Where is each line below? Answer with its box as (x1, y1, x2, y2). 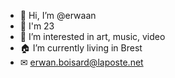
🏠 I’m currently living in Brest (19, 42, 143, 54)
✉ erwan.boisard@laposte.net (19, 56, 144, 68)
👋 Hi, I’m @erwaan (19, 10, 97, 21)
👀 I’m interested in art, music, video (19, 31, 166, 42)
